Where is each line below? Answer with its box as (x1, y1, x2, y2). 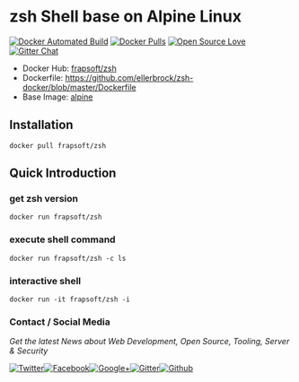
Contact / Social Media (9, 316, 110, 328)
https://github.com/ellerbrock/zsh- (65, 72, 194, 82)
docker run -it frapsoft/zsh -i (9, 295, 130, 304)
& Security (9, 345, 48, 356)
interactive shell (9, 274, 82, 287)
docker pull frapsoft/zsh (9, 141, 106, 150)
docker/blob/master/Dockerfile (22, 82, 136, 92)
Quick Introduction (9, 166, 117, 181)
